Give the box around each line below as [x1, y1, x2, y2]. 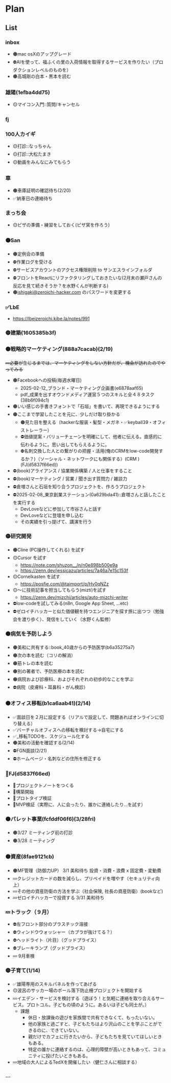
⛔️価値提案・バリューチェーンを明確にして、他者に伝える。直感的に [20, 433, 162, 439]
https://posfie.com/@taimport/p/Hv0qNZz [20, 581, 109, 587]
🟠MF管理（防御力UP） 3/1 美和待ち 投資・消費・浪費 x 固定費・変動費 [12, 867, 162, 873]
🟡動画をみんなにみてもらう [12, 159, 71, 165]
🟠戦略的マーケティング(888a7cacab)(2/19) [5, 345, 113, 352]
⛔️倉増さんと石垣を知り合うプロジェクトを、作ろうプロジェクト [12, 483, 146, 490]
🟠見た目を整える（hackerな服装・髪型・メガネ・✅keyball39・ [20, 419, 153, 425]
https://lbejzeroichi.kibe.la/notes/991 [12, 315, 90, 321]
